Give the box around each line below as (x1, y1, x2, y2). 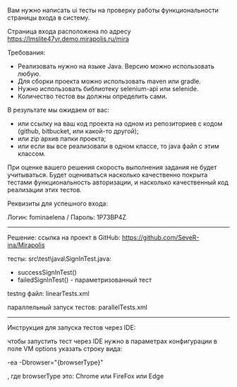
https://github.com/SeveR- (122, 233, 200, 242)
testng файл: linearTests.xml (7, 290, 90, 297)
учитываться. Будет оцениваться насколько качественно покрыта (7, 171, 208, 179)
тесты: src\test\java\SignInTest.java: (7, 254, 111, 263)
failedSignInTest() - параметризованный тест (17, 275, 152, 284)
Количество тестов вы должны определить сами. (17, 92, 168, 100)
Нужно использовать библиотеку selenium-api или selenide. (17, 85, 199, 93)
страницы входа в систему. (7, 13, 90, 22)
